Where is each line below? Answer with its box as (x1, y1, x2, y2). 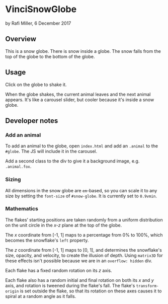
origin (5, 288, 19, 294)
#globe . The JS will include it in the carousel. (5, 148, 97, 155)
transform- (136, 283, 159, 288)
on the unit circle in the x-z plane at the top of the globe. (5, 222, 122, 228)
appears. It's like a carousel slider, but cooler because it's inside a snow (5, 97, 154, 103)
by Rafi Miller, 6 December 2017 (5, 20, 71, 26)
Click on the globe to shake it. (5, 82, 67, 88)
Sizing (5, 176, 21, 183)
